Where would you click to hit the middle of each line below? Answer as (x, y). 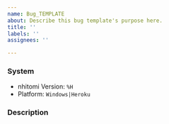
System (21, 72)
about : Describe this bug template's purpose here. (85, 21)
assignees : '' (28, 40)
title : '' (22, 27)
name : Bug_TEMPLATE (36, 14)
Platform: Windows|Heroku (54, 94)
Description (28, 113)
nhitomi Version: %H (45, 86)
